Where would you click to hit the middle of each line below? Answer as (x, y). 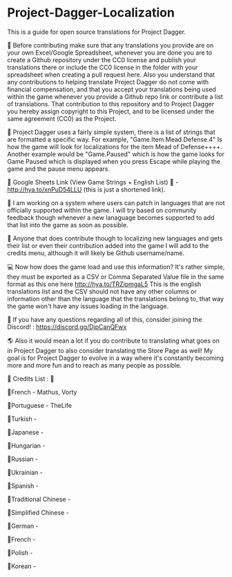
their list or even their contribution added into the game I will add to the (108, 245)
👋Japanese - (25, 432)
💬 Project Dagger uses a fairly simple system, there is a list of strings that (111, 132)
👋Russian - (23, 459)
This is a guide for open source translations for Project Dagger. (97, 32)
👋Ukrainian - (25, 472)
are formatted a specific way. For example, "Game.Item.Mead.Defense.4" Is (115, 139)
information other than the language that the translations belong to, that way (116, 299)
